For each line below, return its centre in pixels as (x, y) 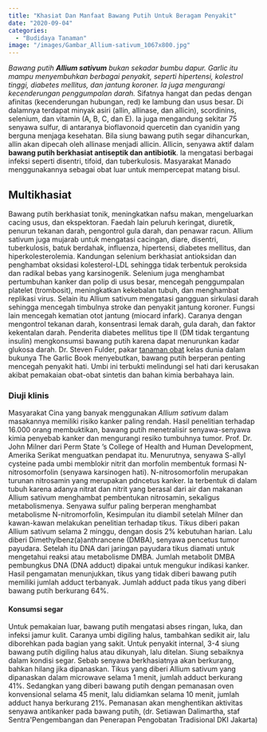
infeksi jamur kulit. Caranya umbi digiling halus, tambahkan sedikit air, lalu (129, 636)
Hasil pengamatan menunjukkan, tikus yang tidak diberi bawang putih (123, 574)
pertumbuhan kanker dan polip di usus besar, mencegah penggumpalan (126, 281)
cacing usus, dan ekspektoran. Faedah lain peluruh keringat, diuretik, (122, 222)
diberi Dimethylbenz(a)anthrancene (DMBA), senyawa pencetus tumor (124, 540)
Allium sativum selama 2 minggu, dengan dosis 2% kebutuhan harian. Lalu (130, 532)
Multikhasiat (40, 195)
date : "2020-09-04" (41, 23)
